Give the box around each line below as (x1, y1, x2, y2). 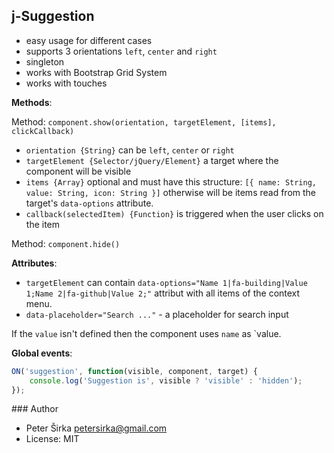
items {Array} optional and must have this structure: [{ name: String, (25, 175, 317, 188)
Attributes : (11, 257, 58, 269)
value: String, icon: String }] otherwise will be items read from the (25, 186, 317, 198)
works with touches (25, 77, 108, 89)
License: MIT (25, 433, 80, 445)
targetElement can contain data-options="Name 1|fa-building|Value (25, 276, 308, 288)
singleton (25, 55, 65, 68)
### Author (11, 403, 59, 415)
